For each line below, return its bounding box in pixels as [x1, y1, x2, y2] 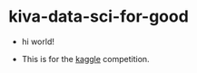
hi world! [21, 36, 55, 47]
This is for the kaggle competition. [21, 53, 151, 64]
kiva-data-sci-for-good [8, 6, 190, 27]
